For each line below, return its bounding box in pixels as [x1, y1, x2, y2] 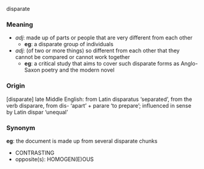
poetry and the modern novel [41, 66, 114, 74]
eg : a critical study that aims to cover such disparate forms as [24, 60, 180, 67]
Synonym [6, 123, 35, 132]
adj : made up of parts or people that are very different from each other [15, 34, 193, 41]
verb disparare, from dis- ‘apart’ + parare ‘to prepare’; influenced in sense [6, 102, 192, 109]
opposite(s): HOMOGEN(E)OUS [15, 155, 94, 163]
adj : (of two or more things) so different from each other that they [15, 47, 180, 54]
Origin [6, 81, 26, 90]
